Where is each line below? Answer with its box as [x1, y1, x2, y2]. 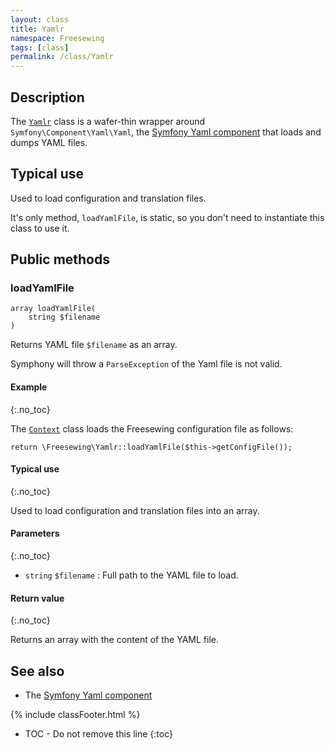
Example [10, 381, 48, 393]
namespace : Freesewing [10, 33, 105, 43]
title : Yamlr [10, 24, 65, 34]
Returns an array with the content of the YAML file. [10, 634, 219, 646]
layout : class [10, 14, 70, 25]
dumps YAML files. [10, 136, 88, 148]
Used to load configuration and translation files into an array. [10, 504, 260, 516]
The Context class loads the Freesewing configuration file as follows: [10, 422, 294, 435]
